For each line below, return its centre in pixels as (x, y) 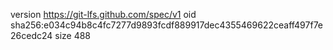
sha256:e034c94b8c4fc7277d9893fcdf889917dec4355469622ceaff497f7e (167, 25)
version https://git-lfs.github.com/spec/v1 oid (103, 14)
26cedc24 (31, 35)
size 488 (73, 35)
